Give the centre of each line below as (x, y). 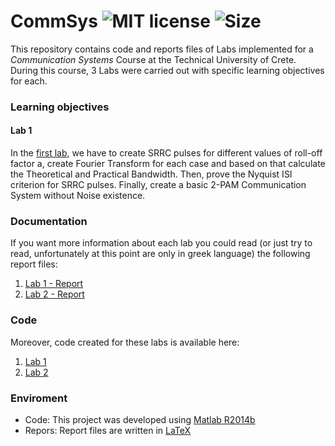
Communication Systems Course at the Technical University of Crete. (153, 59)
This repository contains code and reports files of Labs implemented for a (162, 49)
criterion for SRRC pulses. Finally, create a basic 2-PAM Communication (158, 185)
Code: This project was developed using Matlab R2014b (140, 419)
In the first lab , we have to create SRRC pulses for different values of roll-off (166, 153)
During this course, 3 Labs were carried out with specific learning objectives (167, 70)
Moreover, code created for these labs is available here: (125, 342)
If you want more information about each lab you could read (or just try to (161, 243)
